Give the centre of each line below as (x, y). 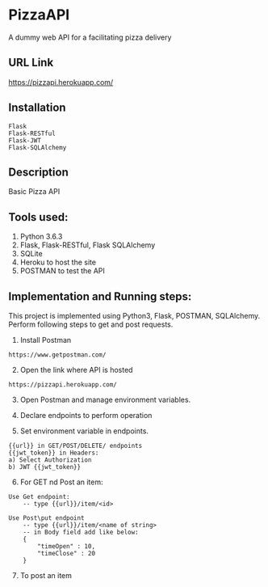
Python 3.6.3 (41, 237)
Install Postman (46, 340)
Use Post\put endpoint (46, 518)
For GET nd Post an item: (61, 482)
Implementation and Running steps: (100, 296)
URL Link (31, 63)
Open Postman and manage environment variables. (105, 399)
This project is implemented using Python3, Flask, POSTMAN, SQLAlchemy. (134, 316)
